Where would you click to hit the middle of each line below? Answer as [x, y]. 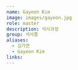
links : [15, 57]
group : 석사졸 [22, 35]
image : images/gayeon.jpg [39, 18]
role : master [23, 23]
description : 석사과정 [33, 29]
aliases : [17, 40]
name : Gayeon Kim [28, 12]
